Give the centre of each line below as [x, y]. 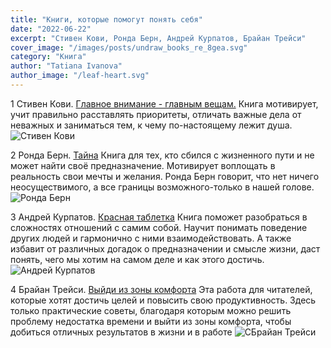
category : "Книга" [48, 57]
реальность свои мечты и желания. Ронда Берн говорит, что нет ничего [165, 176]
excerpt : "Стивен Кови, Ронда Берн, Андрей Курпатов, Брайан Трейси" [158, 38]
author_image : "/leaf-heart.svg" [80, 76]
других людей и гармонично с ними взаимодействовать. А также [151, 238]
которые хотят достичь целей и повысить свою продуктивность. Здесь [163, 300]
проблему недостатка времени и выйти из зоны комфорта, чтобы [151, 321]
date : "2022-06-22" [51, 29]
